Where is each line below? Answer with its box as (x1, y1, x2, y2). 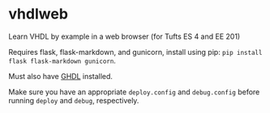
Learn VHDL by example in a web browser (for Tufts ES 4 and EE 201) (8, 31, 241, 41)
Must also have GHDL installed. (8, 71, 114, 81)
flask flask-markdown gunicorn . (8, 56, 116, 65)
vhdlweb (8, 5, 69, 23)
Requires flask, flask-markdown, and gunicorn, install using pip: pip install (8, 47, 263, 56)
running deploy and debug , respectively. (8, 95, 139, 105)
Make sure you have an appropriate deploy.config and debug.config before (8, 86, 260, 97)
